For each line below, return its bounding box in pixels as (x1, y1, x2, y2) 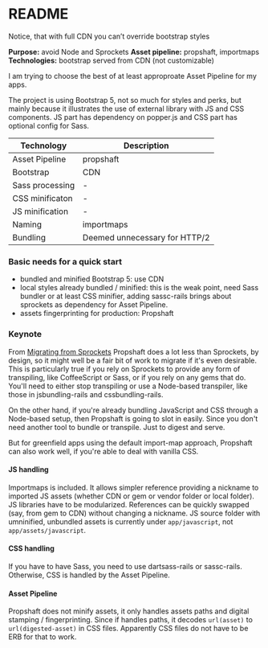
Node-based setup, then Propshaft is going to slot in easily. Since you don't (8, 413, 258, 423)
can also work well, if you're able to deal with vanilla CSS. (8, 446, 199, 456)
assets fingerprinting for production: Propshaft (19, 309, 174, 318)
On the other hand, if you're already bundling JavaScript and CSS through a (8, 405, 258, 415)
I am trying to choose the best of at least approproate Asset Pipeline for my (8, 71, 257, 80)
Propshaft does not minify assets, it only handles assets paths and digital (8, 606, 250, 616)
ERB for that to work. (8, 632, 77, 642)
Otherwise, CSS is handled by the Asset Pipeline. (8, 570, 170, 580)
